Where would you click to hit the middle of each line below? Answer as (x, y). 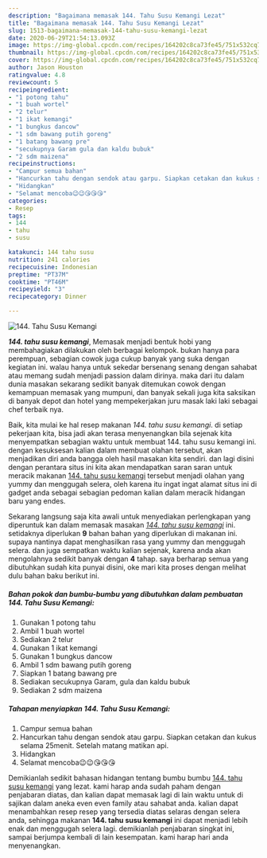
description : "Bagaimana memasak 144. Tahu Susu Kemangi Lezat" (117, 16)
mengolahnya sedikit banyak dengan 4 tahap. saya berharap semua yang (128, 559)
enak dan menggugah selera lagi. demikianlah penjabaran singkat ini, (121, 829)
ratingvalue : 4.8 (37, 75)
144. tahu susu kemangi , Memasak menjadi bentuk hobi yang (110, 342)
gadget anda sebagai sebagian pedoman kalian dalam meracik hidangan (127, 492)
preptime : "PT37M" (39, 274)
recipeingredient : (39, 90)
